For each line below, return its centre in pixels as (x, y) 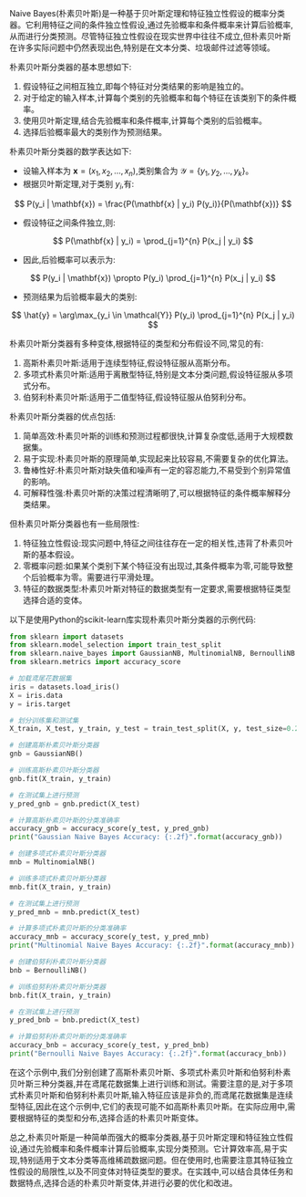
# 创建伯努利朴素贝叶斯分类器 (58, 962)
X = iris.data (36, 695)
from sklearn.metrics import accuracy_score (95, 662)
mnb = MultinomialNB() (52, 862)
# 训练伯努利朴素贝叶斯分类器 (58, 987)
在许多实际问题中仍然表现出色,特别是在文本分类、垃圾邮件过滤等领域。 (143, 47)
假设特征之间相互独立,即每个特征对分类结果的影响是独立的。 (135, 86)
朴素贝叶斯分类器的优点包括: (63, 416)
